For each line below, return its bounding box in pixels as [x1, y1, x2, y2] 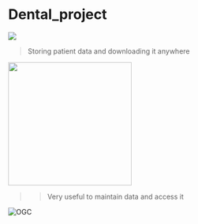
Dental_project [8, 6, 107, 24]
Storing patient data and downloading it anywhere [27, 46, 191, 56]
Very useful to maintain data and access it [47, 192, 184, 201]
